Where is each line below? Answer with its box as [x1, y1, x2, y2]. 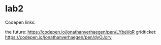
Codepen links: [5, 19, 36, 25]
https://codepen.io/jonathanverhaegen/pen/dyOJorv [5, 34, 112, 40]
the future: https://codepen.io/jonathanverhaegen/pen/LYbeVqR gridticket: [5, 29, 157, 35]
